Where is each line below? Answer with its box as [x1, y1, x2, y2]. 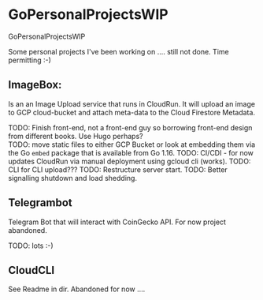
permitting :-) [8, 55, 51, 65]
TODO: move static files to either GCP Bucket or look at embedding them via [8, 140, 256, 149]
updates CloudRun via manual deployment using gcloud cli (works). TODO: [8, 156, 251, 166]
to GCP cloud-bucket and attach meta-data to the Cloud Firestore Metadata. [8, 107, 256, 117]
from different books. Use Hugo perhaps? [8, 131, 143, 141]
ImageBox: [8, 78, 62, 92]
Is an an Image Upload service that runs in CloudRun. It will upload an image [8, 99, 256, 108]
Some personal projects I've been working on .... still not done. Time [8, 47, 230, 56]
